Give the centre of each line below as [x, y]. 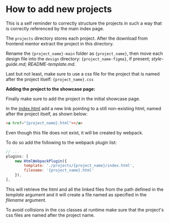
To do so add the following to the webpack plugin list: [61, 142]
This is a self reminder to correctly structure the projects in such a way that [84, 23]
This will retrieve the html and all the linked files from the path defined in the [84, 189]
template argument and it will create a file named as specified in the [76, 194]
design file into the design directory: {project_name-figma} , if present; [78, 58]
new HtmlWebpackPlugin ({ [41, 161]
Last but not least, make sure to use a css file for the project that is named [83, 73]
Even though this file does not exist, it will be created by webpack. [74, 132]
